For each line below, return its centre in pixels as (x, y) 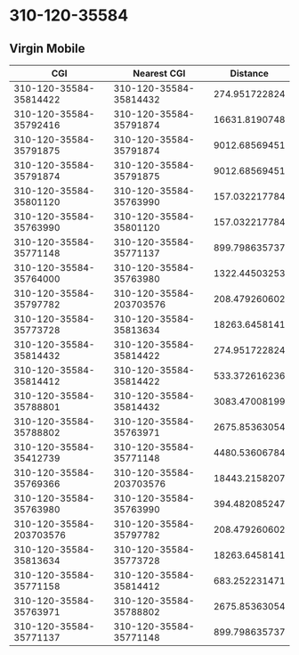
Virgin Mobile (47, 49)
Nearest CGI (159, 74)
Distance (250, 74)
